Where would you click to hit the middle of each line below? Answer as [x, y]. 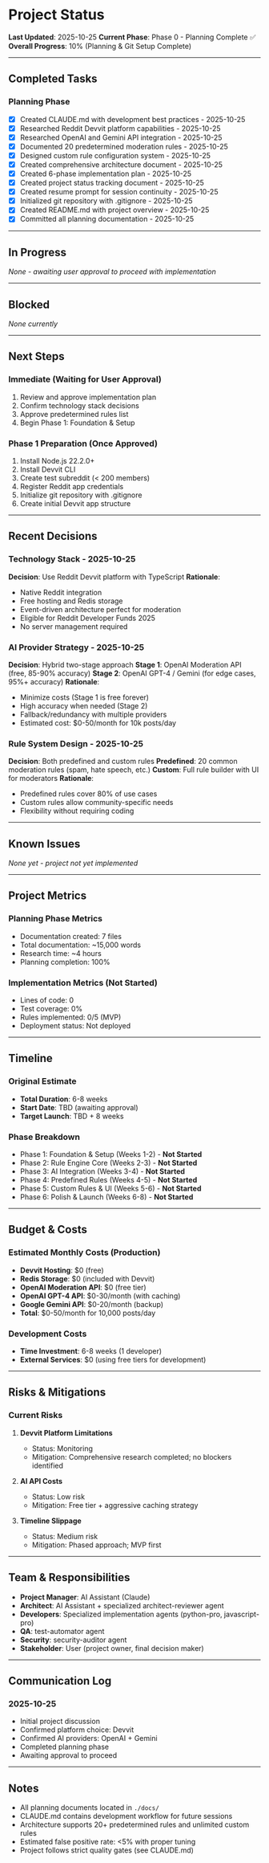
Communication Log [60, 1681]
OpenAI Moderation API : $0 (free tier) [83, 1287]
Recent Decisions [53, 536]
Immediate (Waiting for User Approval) [85, 379]
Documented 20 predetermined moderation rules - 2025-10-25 [124, 146]
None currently [33, 324]
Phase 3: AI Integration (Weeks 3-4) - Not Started [102, 1171]
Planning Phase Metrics [55, 919]
